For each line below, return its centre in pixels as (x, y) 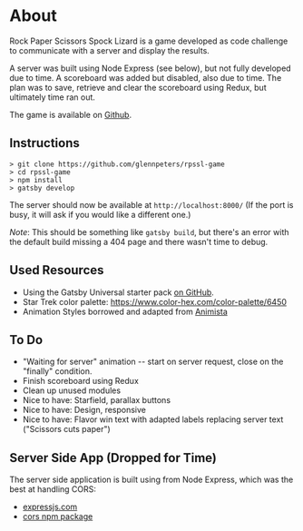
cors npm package (58, 516)
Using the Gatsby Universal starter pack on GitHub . (118, 292)
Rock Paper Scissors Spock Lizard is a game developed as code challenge (149, 41)
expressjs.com (50, 507)
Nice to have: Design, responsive (84, 410)
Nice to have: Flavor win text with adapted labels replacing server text (153, 419)
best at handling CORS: (53, 489)
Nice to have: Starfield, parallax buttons (96, 400)
